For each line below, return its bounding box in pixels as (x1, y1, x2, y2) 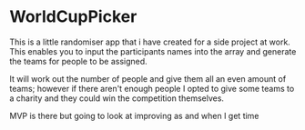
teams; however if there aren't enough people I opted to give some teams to (9, 83, 295, 94)
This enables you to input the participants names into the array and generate (9, 45, 297, 56)
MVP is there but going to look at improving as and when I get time (9, 110, 259, 121)
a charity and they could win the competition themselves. (9, 93, 225, 104)
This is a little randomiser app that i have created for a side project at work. (9, 36, 291, 47)
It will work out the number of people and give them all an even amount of (9, 73, 287, 84)
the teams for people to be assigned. (9, 55, 147, 66)
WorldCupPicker (9, 6, 137, 27)
